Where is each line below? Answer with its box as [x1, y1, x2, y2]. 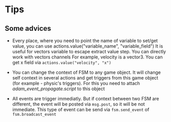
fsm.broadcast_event [12, 112, 56, 117]
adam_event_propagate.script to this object [12, 86, 105, 92]
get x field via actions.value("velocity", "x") [12, 59, 111, 65]
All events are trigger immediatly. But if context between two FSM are [12, 96, 160, 101]
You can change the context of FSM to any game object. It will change [12, 69, 161, 75]
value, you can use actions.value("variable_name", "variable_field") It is [12, 43, 163, 49]
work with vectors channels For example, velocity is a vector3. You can [12, 54, 163, 60]
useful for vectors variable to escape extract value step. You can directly [12, 49, 166, 54]
